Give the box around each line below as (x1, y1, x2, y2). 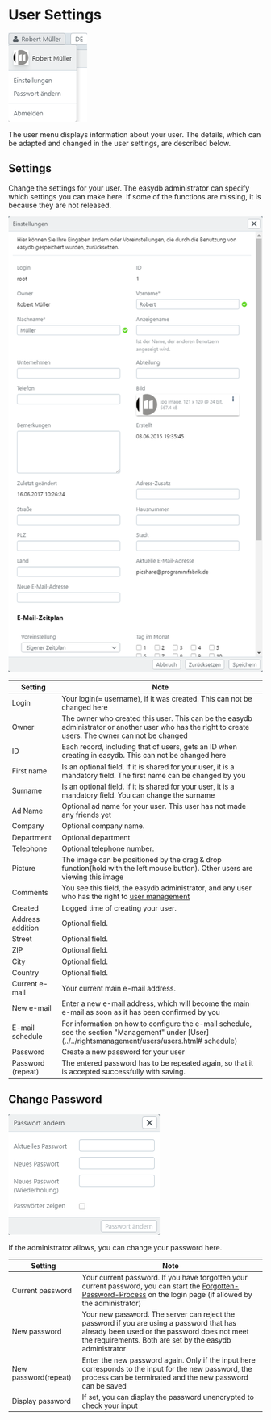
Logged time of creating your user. (61, 903, 177, 913)
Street (11, 934, 32, 944)
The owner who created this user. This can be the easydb (61, 714, 252, 723)
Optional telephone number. (61, 844, 155, 853)
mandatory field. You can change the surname (61, 790, 215, 800)
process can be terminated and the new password (81, 1372, 248, 1382)
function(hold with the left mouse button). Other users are (61, 864, 253, 873)
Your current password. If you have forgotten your (81, 1273, 248, 1283)
